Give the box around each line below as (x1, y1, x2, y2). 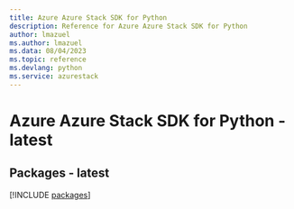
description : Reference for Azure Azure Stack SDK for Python (9, 22, 248, 31)
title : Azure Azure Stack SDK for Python (9, 13, 168, 23)
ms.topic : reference (9, 55, 87, 64)
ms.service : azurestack (9, 72, 99, 81)
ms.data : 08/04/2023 (9, 47, 87, 56)
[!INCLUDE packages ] (9, 189, 91, 200)
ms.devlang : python (9, 64, 83, 73)
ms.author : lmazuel (9, 38, 83, 48)
